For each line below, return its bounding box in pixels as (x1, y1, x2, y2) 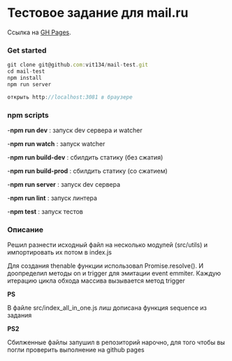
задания (7, 311, 32, 320)
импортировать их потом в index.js (7, 248, 112, 257)
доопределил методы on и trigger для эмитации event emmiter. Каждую (7, 269, 222, 278)
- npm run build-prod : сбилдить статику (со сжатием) (7, 167, 168, 175)
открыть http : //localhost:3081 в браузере (7, 93, 133, 101)
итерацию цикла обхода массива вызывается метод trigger (7, 276, 185, 285)
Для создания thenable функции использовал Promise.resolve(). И (7, 262, 204, 270)
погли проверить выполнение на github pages (7, 346, 145, 354)
